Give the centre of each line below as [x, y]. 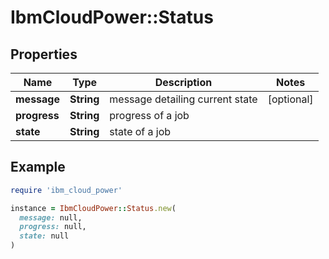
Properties [44, 54]
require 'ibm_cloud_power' [66, 190]
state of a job [140, 131]
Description [183, 82]
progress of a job [149, 115]
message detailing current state [183, 99]
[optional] [290, 99]
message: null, [51, 217]
